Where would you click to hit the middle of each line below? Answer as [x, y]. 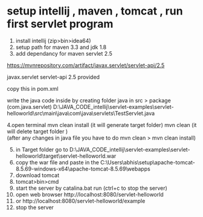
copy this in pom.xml [33, 88]
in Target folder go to [42, 149]
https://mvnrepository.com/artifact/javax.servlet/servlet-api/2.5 [86, 65]
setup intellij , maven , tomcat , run [95, 11]
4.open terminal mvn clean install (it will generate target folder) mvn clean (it [102, 125]
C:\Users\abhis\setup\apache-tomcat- [147, 162]
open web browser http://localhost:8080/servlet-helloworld [89, 194]
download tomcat [37, 175]
